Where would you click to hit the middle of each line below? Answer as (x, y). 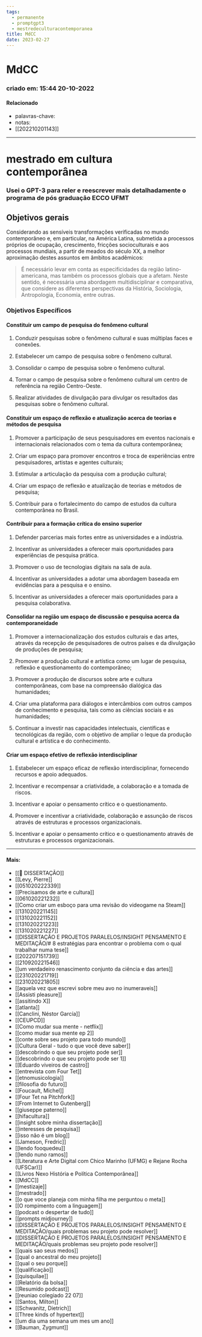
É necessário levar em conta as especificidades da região (92, 269)
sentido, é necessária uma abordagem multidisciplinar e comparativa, (107, 282)
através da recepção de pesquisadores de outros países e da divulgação (105, 643)
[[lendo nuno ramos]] (41, 1155)
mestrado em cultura (60, 159)
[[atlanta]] (27, 1008)
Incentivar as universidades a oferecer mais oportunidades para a (96, 596)
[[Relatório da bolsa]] (41, 1283)
